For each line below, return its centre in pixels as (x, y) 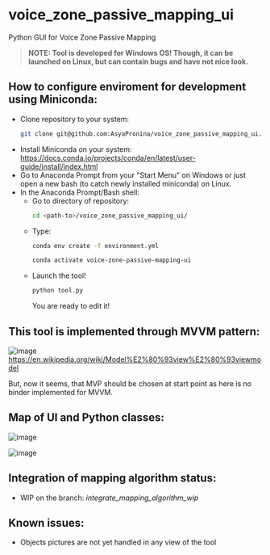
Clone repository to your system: (75, 119)
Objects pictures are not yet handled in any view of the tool (118, 542)
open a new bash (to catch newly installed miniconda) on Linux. (126, 183)
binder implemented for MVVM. (60, 392)
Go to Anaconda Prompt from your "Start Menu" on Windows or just (133, 174)
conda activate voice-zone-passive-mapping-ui (112, 260)
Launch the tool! (59, 275)
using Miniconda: (53, 100)
